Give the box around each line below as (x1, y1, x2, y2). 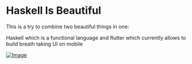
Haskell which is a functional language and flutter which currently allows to (6, 34, 186, 41)
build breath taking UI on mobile (6, 40, 83, 47)
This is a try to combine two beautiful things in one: (6, 23, 130, 30)
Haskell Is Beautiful (6, 4, 102, 17)
